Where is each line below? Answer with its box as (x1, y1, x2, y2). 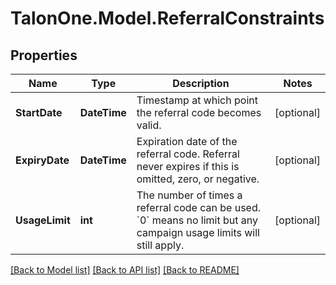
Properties (10, 47, 78, 64)
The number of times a (136, 188, 243, 202)
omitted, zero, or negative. (136, 172, 260, 186)
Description (172, 77, 230, 90)
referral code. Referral (136, 147, 240, 161)
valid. (136, 118, 162, 132)
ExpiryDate (15, 153, 70, 167)
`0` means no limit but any (136, 213, 258, 227)
